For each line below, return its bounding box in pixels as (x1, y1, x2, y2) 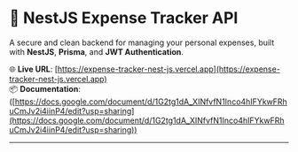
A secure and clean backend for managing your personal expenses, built (9, 37, 275, 48)
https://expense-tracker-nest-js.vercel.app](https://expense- (57, 64, 281, 74)
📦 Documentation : (9, 83, 82, 94)
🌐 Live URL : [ (9, 64, 59, 74)
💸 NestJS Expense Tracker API (9, 8, 239, 28)
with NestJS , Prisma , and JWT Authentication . (9, 46, 184, 57)
